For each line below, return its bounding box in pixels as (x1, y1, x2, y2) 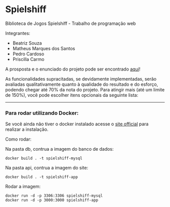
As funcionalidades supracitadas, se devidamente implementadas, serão (5, 76, 157, 82)
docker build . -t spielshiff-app (5, 175, 78, 180)
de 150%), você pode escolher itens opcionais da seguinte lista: (5, 92, 138, 98)
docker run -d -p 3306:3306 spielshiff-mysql (5, 193, 103, 198)
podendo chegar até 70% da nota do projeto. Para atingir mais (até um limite (5, 86, 165, 92)
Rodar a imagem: (5, 184, 41, 190)
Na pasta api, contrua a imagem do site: (5, 165, 89, 171)
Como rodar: (5, 136, 32, 143)
